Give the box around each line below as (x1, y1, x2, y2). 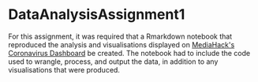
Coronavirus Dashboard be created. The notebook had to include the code (8, 48, 251, 58)
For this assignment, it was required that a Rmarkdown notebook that (8, 32, 233, 41)
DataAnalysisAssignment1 (8, 6, 185, 24)
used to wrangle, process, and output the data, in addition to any (8, 57, 219, 66)
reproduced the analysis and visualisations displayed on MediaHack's (8, 39, 235, 49)
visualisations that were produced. (8, 65, 121, 74)
